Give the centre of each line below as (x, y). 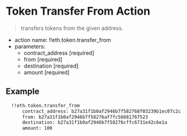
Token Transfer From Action (78, 11)
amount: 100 (37, 128)
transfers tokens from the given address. (72, 28)
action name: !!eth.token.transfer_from (63, 40)
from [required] (43, 59)
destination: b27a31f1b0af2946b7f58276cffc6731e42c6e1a (94, 123)
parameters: (30, 46)
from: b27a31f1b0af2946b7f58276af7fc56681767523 (85, 117)
